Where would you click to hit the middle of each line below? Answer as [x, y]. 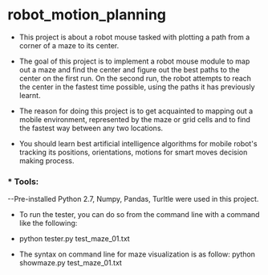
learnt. [30, 95]
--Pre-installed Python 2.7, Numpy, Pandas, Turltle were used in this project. [133, 199]
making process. [47, 160]
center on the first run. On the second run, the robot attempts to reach [135, 78]
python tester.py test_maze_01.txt [74, 239]
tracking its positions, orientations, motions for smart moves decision [133, 152]
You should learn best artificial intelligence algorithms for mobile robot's [138, 143]
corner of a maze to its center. [69, 45]
